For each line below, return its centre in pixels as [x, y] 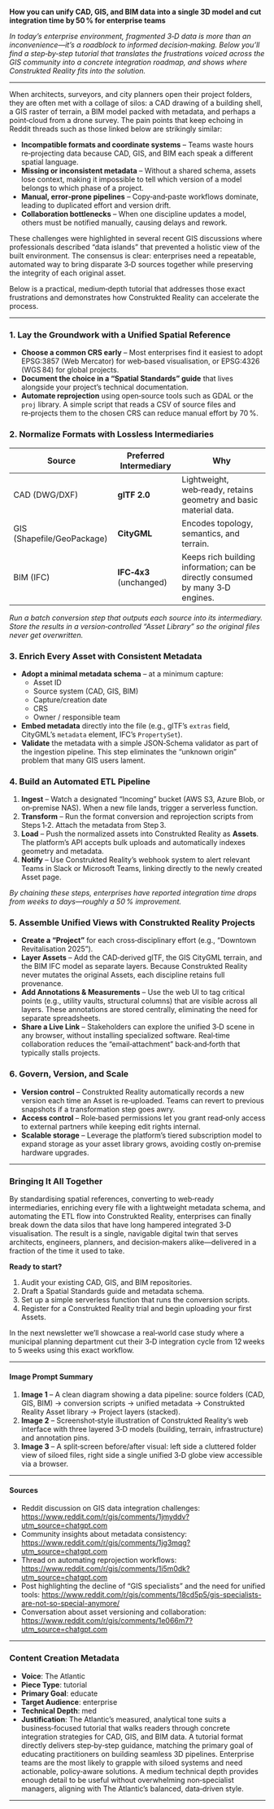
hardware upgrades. [55, 1152]
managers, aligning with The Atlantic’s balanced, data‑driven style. [133, 1789]
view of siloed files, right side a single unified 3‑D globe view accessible [141, 1455]
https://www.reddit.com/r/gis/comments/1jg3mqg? [106, 1543]
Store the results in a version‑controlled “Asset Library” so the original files [135, 626]
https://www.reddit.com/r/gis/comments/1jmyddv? [105, 1517]
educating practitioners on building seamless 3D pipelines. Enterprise [137, 1754]
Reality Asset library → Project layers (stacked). [101, 1412]
